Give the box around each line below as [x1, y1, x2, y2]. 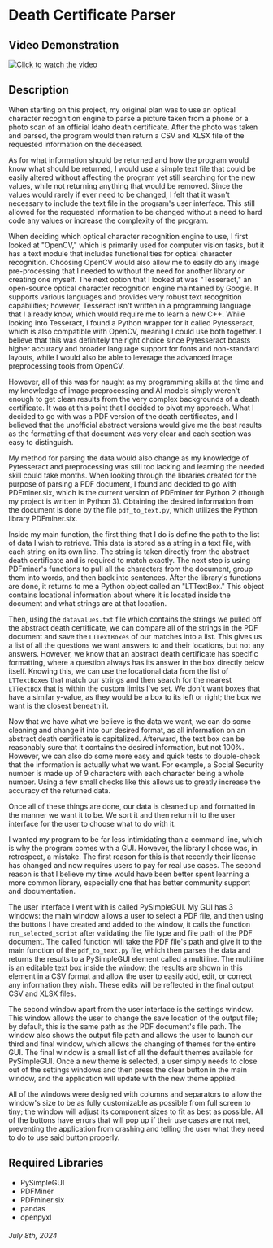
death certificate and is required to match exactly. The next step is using [8, 555, 251, 565]
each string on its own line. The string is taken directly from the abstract [8, 547, 249, 556]
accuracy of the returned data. [8, 785, 111, 795]
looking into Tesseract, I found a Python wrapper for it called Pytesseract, [8, 317, 255, 327]
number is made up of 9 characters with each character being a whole [8, 768, 245, 778]
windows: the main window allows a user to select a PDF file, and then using [8, 910, 264, 920]
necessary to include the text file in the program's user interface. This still [8, 198, 256, 208]
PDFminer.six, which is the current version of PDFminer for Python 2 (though [8, 487, 265, 497]
